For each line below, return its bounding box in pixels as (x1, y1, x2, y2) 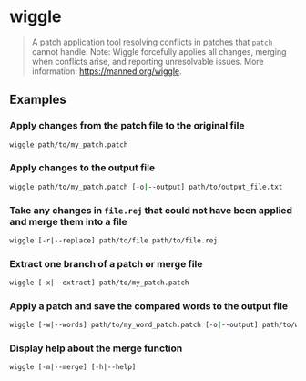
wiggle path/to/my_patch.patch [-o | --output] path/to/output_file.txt (9, 182, 283, 191)
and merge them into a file (9, 215, 127, 228)
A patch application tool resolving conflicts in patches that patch (31, 36, 273, 47)
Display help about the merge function (9, 342, 183, 355)
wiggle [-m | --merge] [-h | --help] (9, 363, 137, 372)
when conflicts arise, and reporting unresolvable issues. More (31, 56, 264, 67)
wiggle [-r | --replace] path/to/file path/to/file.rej (9, 235, 219, 245)
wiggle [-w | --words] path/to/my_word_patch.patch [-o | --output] (9, 321, 259, 330)
